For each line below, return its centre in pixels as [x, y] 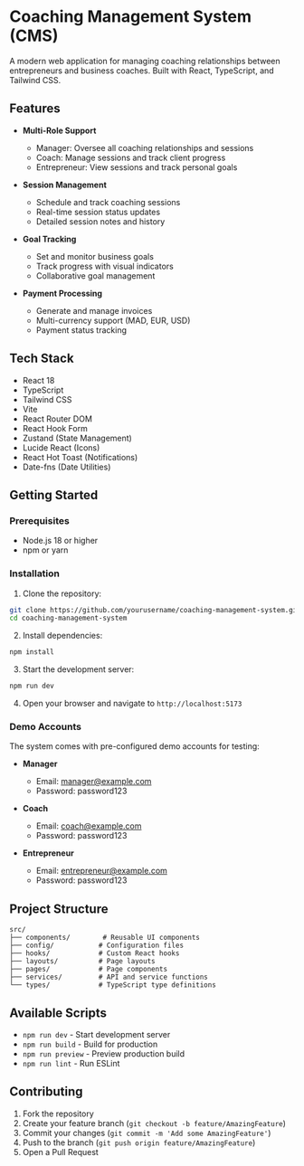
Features [35, 109]
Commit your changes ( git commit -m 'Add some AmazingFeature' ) [147, 1133]
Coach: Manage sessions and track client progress [131, 157]
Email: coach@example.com [89, 826]
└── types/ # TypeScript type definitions [113, 985]
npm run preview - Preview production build [104, 1053]
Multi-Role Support [59, 130]
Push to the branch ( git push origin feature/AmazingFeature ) [139, 1142]
